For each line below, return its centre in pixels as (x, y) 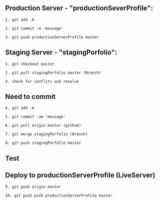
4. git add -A (20, 108)
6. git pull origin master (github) (43, 126)
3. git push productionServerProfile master (52, 37)
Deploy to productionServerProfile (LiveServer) (80, 175)
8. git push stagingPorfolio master (43, 143)
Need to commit (30, 97)
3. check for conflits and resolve (42, 81)
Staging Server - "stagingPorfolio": (61, 53)
